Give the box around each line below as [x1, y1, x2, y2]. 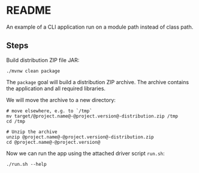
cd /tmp [6, 118, 26, 124]
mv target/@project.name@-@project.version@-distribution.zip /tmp [6, 113, 179, 119]
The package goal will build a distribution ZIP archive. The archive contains [6, 78, 189, 85]
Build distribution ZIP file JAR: [6, 56, 80, 63]
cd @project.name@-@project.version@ [6, 139, 101, 145]
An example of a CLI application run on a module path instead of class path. [6, 23, 194, 30]
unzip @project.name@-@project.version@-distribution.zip [6, 134, 154, 140]
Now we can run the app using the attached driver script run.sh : [6, 150, 165, 157]
